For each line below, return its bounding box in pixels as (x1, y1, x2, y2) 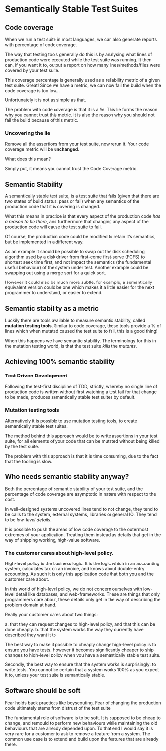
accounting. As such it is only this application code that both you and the (5, 571, 154, 577)
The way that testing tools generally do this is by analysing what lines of (5, 51, 152, 57)
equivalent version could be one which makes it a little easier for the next (5, 284, 155, 290)
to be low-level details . (5, 516, 52, 523)
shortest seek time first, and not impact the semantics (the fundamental (5, 259, 152, 265)
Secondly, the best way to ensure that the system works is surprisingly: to (5, 661, 156, 667)
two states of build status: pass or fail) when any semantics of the (5, 198, 140, 204)
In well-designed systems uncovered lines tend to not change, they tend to (5, 506, 158, 512)
